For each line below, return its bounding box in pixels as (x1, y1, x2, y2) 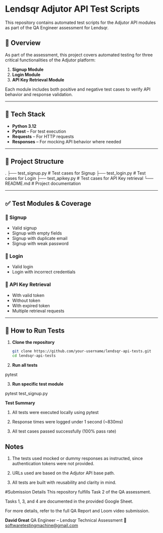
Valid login (12, 264, 33, 270)
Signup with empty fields (12, 230, 62, 236)
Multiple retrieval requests (12, 308, 65, 314)
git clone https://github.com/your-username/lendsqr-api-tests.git (12, 349, 151, 354)
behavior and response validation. (5, 91, 73, 97)
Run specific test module (12, 381, 64, 387)
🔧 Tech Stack (5, 110, 46, 118)
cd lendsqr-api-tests (12, 354, 56, 358)
